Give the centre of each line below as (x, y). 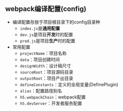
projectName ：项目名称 (43, 53)
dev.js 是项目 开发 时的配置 (46, 34)
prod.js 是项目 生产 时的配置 (47, 40)
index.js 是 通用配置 (40, 28)
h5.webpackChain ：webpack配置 (53, 97)
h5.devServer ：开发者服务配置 (51, 103)
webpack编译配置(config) (46, 9)
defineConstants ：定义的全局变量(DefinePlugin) (69, 84)
